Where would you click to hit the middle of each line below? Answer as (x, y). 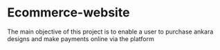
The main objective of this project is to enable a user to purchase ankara (110, 32)
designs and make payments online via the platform (81, 38)
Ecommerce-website (68, 13)
